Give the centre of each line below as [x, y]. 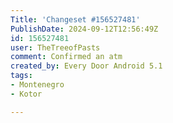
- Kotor [26, 94]
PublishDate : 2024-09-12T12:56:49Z [84, 29]
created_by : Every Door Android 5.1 [86, 66]
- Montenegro [37, 85]
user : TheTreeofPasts [55, 47]
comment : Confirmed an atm [66, 57]
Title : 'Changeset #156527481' [75, 19]
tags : [21, 76]
